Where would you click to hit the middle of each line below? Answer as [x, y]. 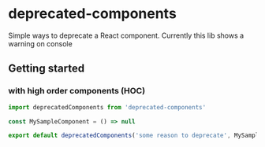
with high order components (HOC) [77, 91]
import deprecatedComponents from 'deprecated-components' [107, 107]
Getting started [47, 69]
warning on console [40, 43]
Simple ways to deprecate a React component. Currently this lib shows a [126, 35]
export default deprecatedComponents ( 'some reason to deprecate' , [119, 136]
